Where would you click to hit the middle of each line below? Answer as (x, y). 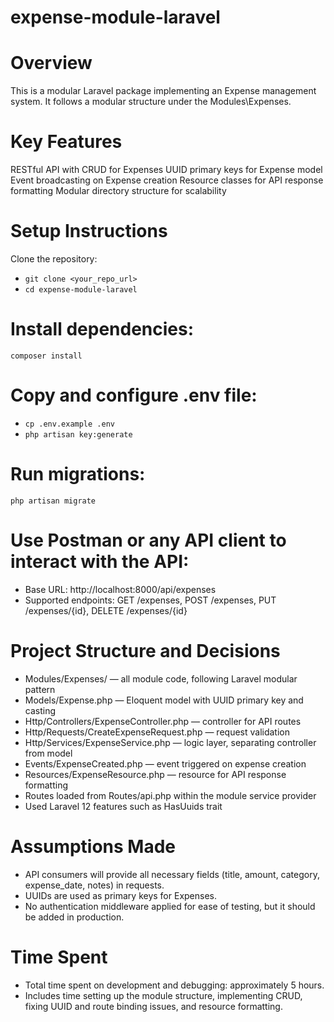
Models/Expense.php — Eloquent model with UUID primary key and (164, 700)
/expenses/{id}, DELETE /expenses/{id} (106, 610)
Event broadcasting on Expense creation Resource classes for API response (167, 180)
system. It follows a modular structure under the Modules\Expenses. (151, 102)
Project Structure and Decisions (145, 650)
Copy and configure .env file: (134, 395)
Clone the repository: (54, 259)
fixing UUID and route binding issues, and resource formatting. (153, 1006)
